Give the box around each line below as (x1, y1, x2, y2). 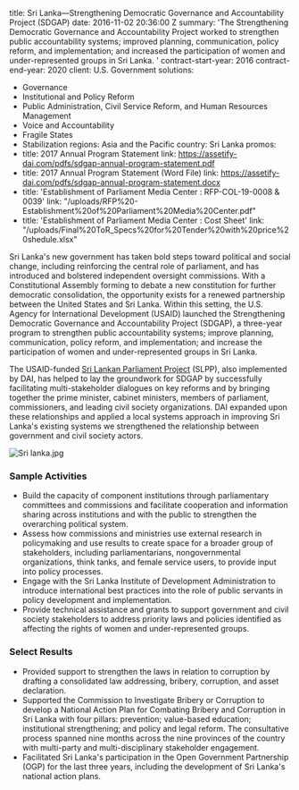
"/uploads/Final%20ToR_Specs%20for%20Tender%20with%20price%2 (21, 225, 289, 235)
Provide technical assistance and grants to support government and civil (21, 604, 289, 616)
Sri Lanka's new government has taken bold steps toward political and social (9, 251, 291, 262)
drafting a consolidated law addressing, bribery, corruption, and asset (21, 675, 279, 686)
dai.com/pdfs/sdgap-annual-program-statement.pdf (21, 158, 216, 168)
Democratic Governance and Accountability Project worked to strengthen (9, 27, 279, 37)
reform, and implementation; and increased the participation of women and (9, 46, 286, 56)
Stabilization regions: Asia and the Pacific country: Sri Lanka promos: (21, 139, 277, 149)
